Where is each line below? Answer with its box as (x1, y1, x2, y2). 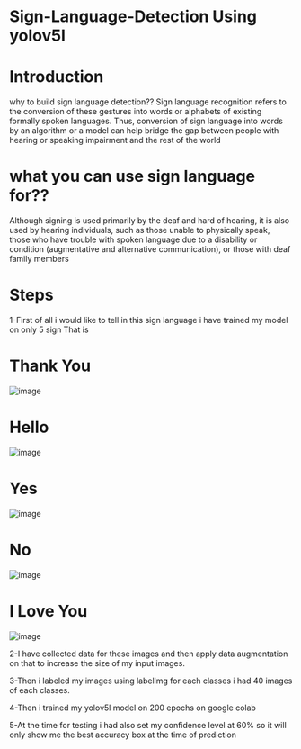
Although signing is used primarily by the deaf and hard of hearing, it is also (9, 215, 290, 226)
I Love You (9, 600, 88, 621)
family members (9, 254, 69, 265)
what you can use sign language (9, 167, 256, 186)
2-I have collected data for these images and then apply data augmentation (9, 648, 288, 659)
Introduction (9, 67, 104, 87)
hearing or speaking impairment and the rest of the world (9, 135, 222, 146)
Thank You (9, 356, 92, 376)
